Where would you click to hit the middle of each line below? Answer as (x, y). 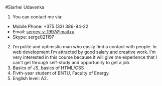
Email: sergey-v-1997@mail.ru (43, 32)
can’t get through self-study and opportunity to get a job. (71, 62)
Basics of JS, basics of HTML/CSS (48, 68)
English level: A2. (30, 78)
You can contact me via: (37, 17)
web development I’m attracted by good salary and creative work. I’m (84, 52)
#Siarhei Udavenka (25, 7)
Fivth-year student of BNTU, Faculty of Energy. (61, 73)
